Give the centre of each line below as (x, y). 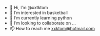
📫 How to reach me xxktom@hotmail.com (52, 28)
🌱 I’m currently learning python (41, 18)
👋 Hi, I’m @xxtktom (29, 8)
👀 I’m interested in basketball (39, 13)
